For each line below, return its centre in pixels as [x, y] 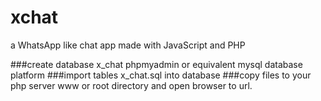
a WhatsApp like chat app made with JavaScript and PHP [128, 45]
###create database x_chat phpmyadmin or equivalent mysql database [156, 64]
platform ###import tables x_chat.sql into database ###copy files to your [161, 75]
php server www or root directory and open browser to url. [131, 85]
